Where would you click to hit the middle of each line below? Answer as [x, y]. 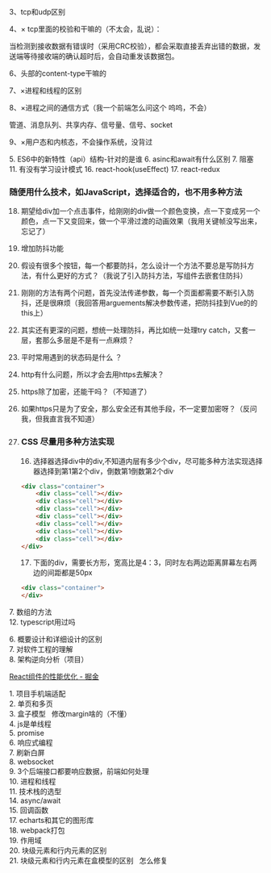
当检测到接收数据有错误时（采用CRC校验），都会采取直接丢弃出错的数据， [131, 46]
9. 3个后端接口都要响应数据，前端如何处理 [79, 771]
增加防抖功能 [42, 249]
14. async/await [35, 800]
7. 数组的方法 [31, 612]
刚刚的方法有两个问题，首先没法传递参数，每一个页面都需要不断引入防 [138, 293]
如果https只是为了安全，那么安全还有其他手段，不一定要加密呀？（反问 [139, 409]
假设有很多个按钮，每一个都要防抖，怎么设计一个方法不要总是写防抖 [134, 265]
